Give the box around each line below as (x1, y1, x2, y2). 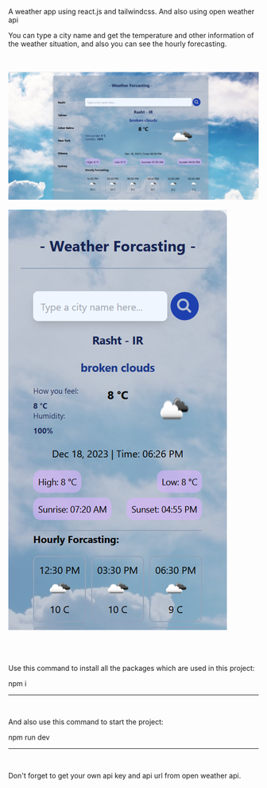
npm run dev (8, 732, 50, 743)
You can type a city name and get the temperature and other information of (8, 31, 254, 40)
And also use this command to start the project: (8, 717, 164, 727)
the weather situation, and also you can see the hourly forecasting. (8, 39, 227, 49)
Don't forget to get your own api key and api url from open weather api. (8, 771, 242, 781)
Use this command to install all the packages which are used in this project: (8, 664, 255, 673)
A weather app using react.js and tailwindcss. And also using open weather (8, 7, 255, 16)
